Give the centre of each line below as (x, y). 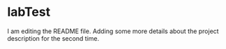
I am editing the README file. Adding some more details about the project (113, 31)
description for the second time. (53, 38)
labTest (29, 12)
